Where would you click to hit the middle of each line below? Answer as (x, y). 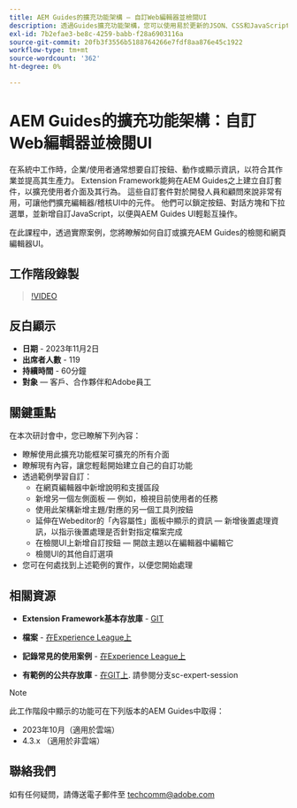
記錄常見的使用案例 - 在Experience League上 (104, 657)
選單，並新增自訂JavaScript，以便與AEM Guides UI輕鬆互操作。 (126, 213)
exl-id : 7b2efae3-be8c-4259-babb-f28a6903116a (96, 34)
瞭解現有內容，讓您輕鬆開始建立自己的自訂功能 (107, 466)
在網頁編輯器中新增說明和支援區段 (97, 488)
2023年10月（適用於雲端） (70, 730)
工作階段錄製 (44, 274)
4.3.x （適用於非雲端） (63, 741)
